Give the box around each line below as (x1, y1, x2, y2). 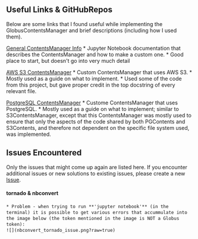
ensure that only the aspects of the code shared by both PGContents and (6, 118, 186, 125)
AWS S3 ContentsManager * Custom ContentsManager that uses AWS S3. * (6, 68, 192, 76)
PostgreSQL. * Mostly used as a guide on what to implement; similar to (6, 105, 180, 112)
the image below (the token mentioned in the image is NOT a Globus (6, 215, 180, 221)
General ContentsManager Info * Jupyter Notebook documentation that (6, 44, 181, 52)
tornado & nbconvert (6, 190, 59, 197)
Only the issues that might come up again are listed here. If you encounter (6, 163, 188, 171)
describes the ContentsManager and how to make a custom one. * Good (6, 50, 184, 58)
